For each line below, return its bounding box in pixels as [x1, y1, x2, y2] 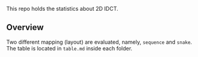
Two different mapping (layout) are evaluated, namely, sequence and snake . [6, 38, 193, 46]
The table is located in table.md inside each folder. [6, 44, 132, 52]
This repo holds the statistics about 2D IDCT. [6, 5, 118, 12]
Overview [6, 22, 44, 32]
